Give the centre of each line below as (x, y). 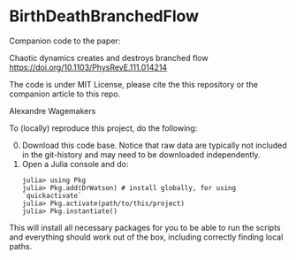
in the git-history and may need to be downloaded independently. (141, 154)
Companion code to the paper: (65, 41)
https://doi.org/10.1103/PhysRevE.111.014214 (88, 67)
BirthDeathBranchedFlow (104, 16)
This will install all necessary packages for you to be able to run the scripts (145, 227)
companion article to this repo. (65, 94)
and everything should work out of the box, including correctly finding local (146, 237)
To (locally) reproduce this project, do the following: (103, 128)
